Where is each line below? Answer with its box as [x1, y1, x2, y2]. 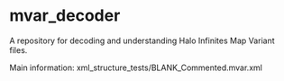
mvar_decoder [9, 5, 121, 26]
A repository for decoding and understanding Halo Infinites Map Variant [9, 35, 275, 46]
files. [9, 44, 28, 55]
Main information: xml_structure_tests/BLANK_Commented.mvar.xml [9, 62, 263, 73]
